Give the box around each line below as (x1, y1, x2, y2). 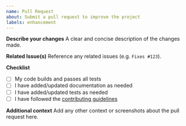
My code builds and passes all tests (14, 75, 102, 82)
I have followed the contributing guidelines (14, 95, 118, 102)
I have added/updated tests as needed (14, 89, 109, 96)
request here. (6, 113, 39, 120)
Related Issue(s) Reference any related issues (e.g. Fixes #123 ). (6, 53, 161, 60)
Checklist (6, 64, 31, 71)
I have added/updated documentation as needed (14, 82, 133, 89)
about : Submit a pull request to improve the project (6, 14, 141, 20)
